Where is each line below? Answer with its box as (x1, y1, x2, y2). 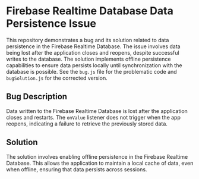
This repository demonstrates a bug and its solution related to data (6, 36, 169, 43)
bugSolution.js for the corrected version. (6, 74, 108, 81)
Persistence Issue (6, 17, 97, 30)
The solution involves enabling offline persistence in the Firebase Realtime (6, 153, 188, 160)
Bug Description (6, 92, 67, 102)
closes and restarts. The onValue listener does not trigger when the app (6, 114, 181, 121)
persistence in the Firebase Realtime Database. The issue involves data (6, 43, 181, 50)
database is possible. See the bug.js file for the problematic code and (6, 68, 177, 75)
